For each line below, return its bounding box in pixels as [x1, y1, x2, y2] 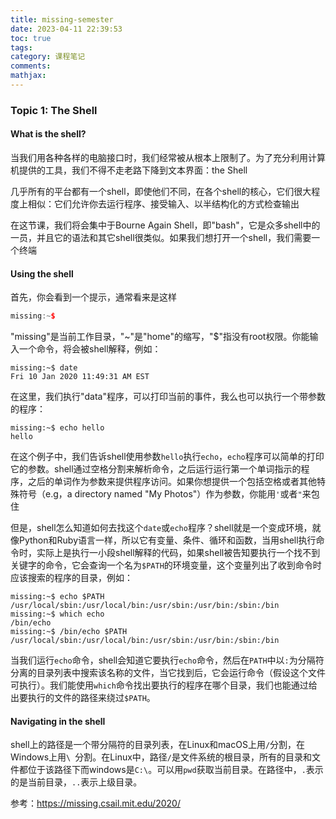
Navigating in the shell [10, 715, 106, 727]
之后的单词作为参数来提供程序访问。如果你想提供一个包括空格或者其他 [27, 476, 317, 488]
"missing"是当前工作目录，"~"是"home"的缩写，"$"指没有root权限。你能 [10, 331, 310, 343]
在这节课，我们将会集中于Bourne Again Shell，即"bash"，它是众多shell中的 [10, 219, 321, 231]
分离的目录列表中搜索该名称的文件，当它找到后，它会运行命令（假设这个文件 [10, 667, 326, 679]
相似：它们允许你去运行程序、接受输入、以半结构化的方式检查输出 [27, 198, 300, 210]
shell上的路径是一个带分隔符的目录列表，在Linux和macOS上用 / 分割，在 [10, 739, 306, 751]
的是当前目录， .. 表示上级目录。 [10, 776, 143, 788]
